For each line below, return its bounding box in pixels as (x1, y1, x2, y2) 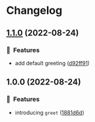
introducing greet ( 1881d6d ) (14, 109, 85, 116)
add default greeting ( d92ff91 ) (14, 59, 90, 66)
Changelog (6, 4, 63, 18)
